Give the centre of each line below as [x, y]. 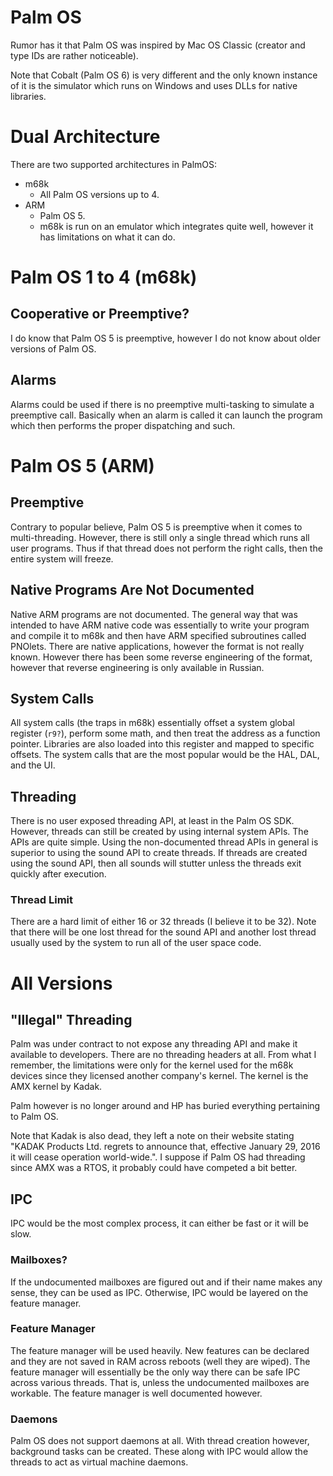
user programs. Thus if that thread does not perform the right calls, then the [166, 548]
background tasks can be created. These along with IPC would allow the [159, 1452]
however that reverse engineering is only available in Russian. [137, 667]
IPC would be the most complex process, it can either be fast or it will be [159, 1223]
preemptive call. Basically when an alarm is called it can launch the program [166, 415]
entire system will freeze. [62, 558]
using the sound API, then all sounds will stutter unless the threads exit [156, 863]
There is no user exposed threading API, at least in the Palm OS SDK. [152, 821]
